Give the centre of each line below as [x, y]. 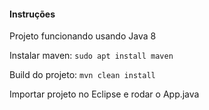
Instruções [32, 14]
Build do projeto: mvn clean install [82, 75]
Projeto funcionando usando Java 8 [83, 36]
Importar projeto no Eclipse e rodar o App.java [104, 94]
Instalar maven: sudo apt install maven [91, 56]
